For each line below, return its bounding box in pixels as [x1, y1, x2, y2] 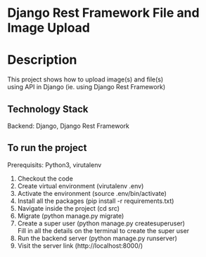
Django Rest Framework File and [7, 5, 200, 21]
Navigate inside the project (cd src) [17, 204, 120, 212]
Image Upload [7, 20, 90, 36]
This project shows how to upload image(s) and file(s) [7, 75, 164, 84]
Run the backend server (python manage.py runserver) [17, 234, 178, 242]
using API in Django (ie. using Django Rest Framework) [7, 83, 166, 91]
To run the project [7, 142, 87, 154]
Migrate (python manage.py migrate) [17, 211, 124, 220]
